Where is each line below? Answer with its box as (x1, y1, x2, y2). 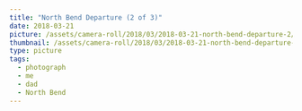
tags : (9, 55, 30, 64)
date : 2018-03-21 (9, 21, 75, 30)
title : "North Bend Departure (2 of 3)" (9, 13, 164, 22)
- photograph (17, 64, 67, 73)
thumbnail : (9, 38, 50, 47)
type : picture (9, 47, 63, 55)
